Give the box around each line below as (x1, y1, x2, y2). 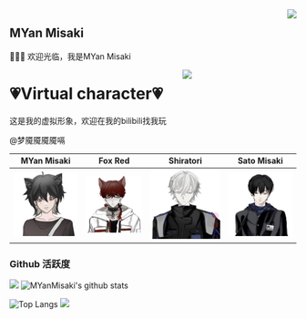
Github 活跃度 (9, 257, 71, 270)
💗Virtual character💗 (9, 84, 164, 104)
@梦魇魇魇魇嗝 (9, 134, 66, 145)
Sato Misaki (237, 155, 284, 167)
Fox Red (98, 155, 130, 167)
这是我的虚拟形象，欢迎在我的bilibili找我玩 (9, 115, 167, 126)
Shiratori (168, 155, 203, 167)
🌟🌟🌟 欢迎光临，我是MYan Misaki (9, 50, 132, 62)
